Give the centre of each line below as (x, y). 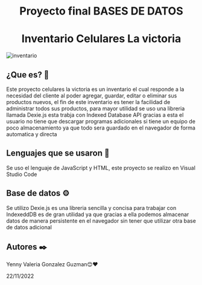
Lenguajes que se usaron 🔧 (58, 153)
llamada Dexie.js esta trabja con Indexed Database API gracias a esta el (95, 115)
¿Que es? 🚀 (28, 75)
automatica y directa (32, 134)
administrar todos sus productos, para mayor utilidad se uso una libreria (96, 108)
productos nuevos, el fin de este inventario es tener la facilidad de (88, 102)
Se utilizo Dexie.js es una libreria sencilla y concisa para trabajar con (91, 208)
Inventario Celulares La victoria (101, 39)
